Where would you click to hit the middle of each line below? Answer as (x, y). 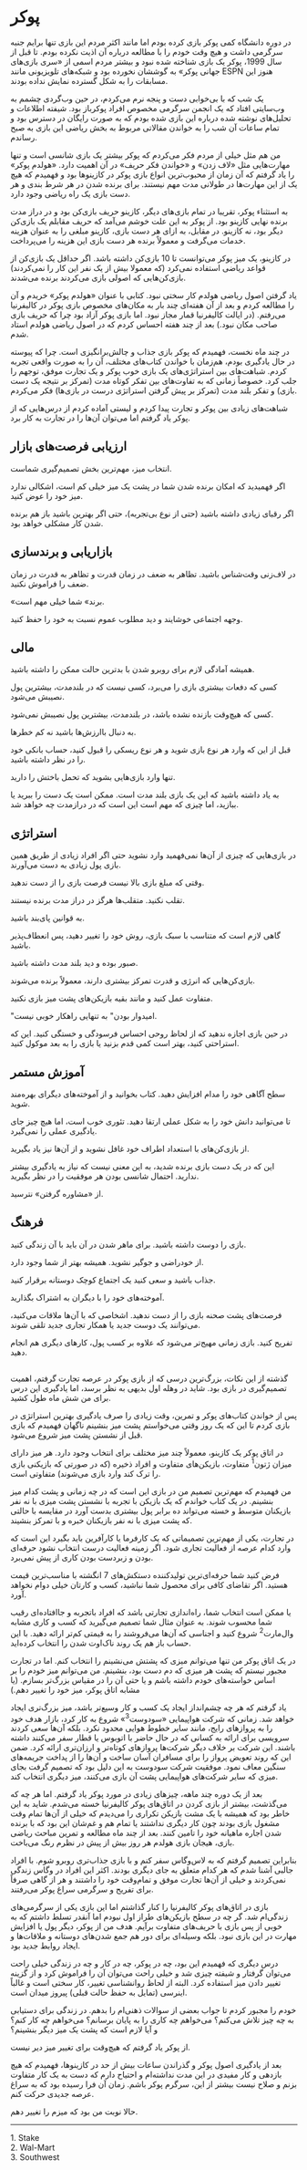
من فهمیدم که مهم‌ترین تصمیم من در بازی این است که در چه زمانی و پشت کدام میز (151, 1491)
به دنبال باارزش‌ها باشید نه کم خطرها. (73, 732)
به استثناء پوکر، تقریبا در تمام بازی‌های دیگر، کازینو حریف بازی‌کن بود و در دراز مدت (149, 211)
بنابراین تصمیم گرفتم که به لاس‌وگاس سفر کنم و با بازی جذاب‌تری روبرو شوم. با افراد (153, 1860)
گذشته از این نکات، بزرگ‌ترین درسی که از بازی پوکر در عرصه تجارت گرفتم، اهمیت (149, 1378)
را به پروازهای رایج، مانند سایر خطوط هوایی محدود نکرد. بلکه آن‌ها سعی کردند (142, 1728)
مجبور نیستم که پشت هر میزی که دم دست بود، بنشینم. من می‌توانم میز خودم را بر (148, 1670)
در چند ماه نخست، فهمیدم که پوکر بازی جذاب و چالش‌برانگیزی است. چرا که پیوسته (150, 351)
